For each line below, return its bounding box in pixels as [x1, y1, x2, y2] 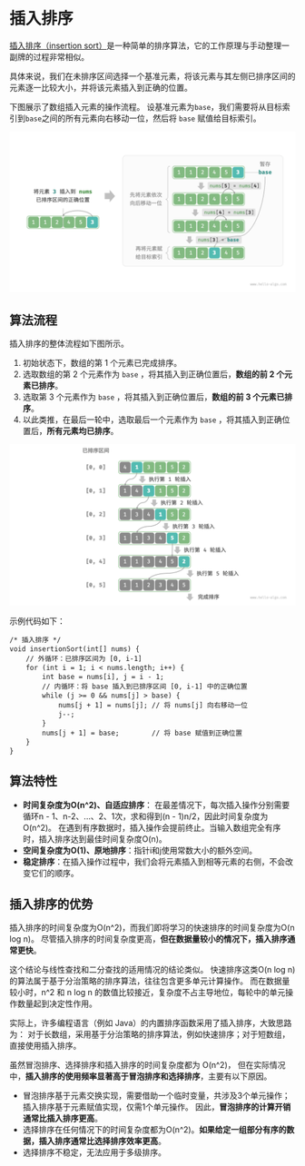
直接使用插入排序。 [9, 1041, 82, 1052]
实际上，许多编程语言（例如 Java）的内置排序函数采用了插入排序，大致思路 [9, 1018, 292, 1029]
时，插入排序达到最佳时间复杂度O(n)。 [22, 833, 167, 845]
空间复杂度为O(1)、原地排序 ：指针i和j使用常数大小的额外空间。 [22, 845, 257, 855]
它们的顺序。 [30, 867, 79, 878]
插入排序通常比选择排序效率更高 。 [38, 1136, 166, 1147]
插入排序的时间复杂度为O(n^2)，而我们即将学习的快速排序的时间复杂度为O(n [9, 923, 295, 934]
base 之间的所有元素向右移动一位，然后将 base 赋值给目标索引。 [25, 113, 261, 124]
